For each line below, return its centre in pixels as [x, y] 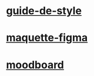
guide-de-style [44, 11]
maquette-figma [47, 38]
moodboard [35, 65]
